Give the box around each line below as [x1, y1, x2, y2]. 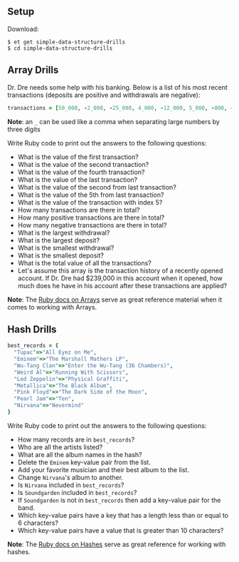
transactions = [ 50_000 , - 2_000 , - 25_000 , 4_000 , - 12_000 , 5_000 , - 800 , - [7, 104, 234, 111]
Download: [7, 24, 39, 33]
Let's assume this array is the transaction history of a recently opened [17, 266, 223, 275]
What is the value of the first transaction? [17, 153, 139, 161]
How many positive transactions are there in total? [17, 213, 165, 222]
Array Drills [7, 64, 59, 76]
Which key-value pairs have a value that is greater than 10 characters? [17, 526, 224, 534]
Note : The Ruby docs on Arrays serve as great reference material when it [7, 295, 223, 304]
